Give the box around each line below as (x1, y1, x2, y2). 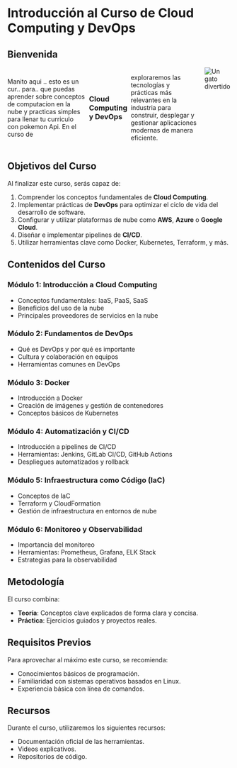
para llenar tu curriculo (7, 115, 74, 123)
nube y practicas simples (7, 107, 81, 116)
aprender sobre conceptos (7, 92, 85, 101)
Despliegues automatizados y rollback (17, 457, 129, 466)
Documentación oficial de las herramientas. (17, 738, 145, 746)
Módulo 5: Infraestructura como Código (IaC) (7, 475, 166, 485)
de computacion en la (7, 99, 71, 108)
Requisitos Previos (7, 637, 92, 649)
